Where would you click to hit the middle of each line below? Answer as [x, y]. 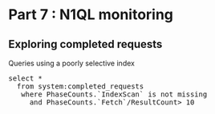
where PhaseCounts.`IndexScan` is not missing [114, 94]
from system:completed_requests [80, 86]
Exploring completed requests [85, 44]
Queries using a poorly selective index [71, 63]
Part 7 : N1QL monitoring [91, 15]
